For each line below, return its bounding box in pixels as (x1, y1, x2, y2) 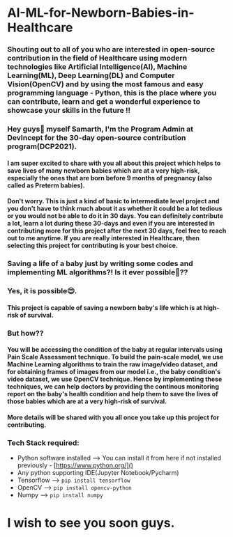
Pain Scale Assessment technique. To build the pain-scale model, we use (7, 353, 224, 361)
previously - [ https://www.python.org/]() (17, 461, 134, 469)
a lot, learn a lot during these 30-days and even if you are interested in (7, 219, 215, 228)
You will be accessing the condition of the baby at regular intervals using (7, 345, 223, 354)
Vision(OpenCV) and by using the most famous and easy (7, 79, 204, 89)
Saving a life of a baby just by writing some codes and (7, 259, 193, 269)
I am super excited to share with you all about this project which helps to (7, 159, 221, 167)
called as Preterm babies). (7, 181, 85, 189)
